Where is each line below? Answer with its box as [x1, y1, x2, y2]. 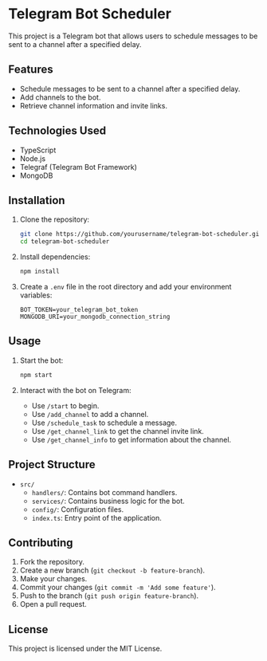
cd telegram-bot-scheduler [19, 238, 110, 246]
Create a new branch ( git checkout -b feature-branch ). [19, 565, 206, 575]
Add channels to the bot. [19, 92, 101, 102]
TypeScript [19, 145, 57, 155]
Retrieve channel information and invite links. [19, 100, 167, 110]
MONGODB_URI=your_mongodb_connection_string [19, 313, 171, 321]
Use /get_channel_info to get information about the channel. [31, 435, 232, 444]
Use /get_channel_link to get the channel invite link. [31, 426, 205, 435]
